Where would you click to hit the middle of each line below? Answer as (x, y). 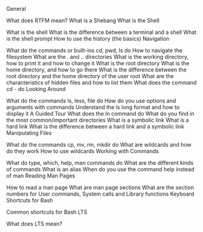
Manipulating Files (29, 133)
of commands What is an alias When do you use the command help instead (100, 169)
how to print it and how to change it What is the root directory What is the (98, 63)
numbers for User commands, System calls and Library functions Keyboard (100, 194)
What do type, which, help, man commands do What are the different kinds (100, 163)
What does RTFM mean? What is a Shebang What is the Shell (83, 20)
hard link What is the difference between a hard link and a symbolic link (95, 126)
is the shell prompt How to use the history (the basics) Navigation (88, 38)
